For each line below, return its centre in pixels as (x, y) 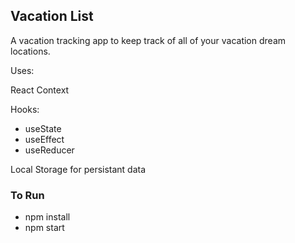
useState (43, 128)
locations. (30, 51)
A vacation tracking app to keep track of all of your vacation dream (148, 40)
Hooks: (25, 109)
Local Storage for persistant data (78, 169)
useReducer (49, 150)
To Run (27, 195)
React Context (40, 90)
